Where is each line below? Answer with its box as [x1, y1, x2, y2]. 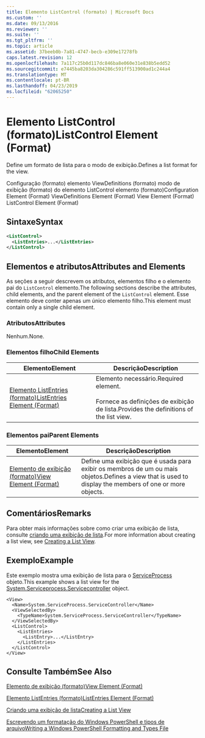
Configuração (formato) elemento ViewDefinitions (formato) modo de [6, 179, 181, 187]
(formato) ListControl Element [6, 128, 159, 142]
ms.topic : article [6, 43, 53, 50]
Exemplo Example [6, 555, 74, 566]
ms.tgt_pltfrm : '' [6, 37, 53, 43]
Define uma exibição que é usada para [81, 457, 192, 465]
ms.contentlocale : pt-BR [6, 77, 70, 83]
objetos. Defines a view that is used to [81, 472, 189, 480]
